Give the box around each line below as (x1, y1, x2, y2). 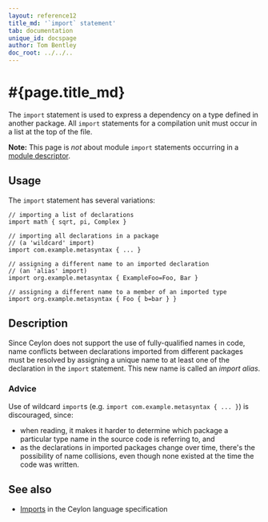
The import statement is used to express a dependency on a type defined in (8, 110, 258, 119)
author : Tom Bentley (8, 42, 78, 50)
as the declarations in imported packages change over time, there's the (19, 442, 256, 452)
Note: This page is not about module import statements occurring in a (8, 142, 239, 152)
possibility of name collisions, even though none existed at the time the (19, 451, 254, 460)
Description (8, 317, 68, 331)
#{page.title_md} (8, 83, 126, 102)
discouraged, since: (8, 410, 74, 420)
